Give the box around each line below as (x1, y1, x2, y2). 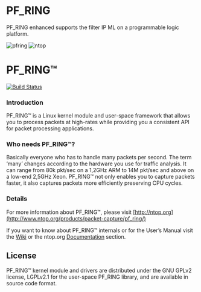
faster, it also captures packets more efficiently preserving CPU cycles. (6, 179, 183, 187)
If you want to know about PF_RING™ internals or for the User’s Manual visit (6, 227, 193, 234)
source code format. (6, 279, 57, 287)
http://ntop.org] (135, 208, 173, 216)
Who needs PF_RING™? (6, 140, 75, 148)
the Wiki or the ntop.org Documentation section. (6, 233, 126, 240)
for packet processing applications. (6, 125, 94, 132)
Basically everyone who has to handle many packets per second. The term (6, 154, 192, 161)
